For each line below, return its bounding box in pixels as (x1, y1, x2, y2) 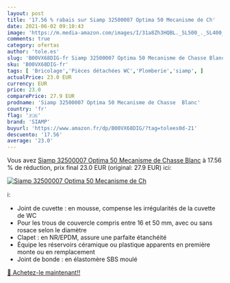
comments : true (7, 36, 51, 42)
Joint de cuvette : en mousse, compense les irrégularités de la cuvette (16, 204, 216, 212)
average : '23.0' (7, 138, 53, 145)
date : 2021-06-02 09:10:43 (7, 23, 84, 29)
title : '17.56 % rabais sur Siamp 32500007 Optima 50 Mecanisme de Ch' (7, 16, 216, 23)
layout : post (7, 10, 44, 17)
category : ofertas (7, 42, 60, 49)
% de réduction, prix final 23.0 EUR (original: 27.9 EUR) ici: (7, 164, 172, 172)
